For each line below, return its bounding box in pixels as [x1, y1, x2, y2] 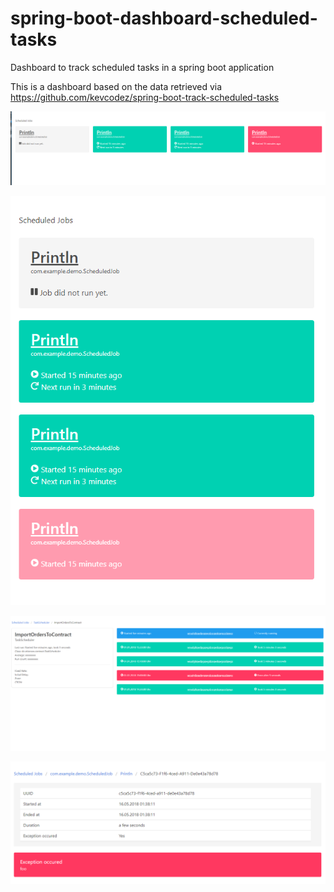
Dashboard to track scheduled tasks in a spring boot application [10, 61, 275, 73]
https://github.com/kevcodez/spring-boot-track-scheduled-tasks [10, 91, 280, 103]
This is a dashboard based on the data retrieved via [10, 80, 223, 92]
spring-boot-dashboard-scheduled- [10, 7, 318, 30]
